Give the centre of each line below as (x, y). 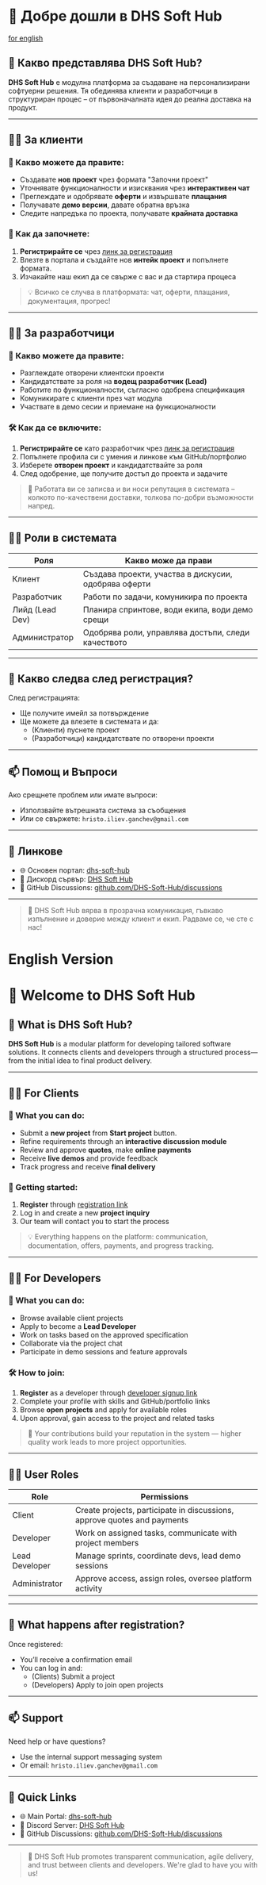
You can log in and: (51, 1668)
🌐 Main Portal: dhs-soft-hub (66, 1817)
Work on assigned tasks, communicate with (156, 1533)
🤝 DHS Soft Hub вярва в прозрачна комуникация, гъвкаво (125, 910)
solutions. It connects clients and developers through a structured (116, 1052)
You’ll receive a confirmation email (76, 1659)
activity (89, 1588)
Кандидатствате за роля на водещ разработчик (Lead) (113, 382)
